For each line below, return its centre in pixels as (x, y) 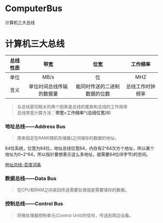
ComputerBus (34, 9)
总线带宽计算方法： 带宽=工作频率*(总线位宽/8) (64, 113)
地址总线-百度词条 (23, 165)
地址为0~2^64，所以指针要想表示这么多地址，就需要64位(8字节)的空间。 (78, 154)
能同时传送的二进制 (98, 86)
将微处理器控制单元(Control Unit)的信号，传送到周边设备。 (75, 215)
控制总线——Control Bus (34, 204)
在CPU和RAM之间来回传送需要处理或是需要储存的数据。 (73, 190)
